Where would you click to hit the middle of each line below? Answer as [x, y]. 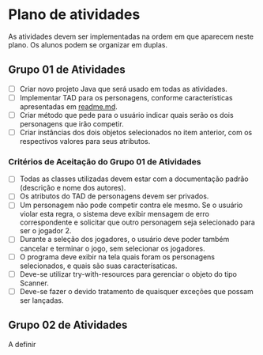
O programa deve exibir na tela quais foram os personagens [117, 257]
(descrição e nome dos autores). [73, 188]
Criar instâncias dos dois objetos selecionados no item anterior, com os [136, 132]
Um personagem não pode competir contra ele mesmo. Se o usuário [131, 205]
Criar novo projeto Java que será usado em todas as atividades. [123, 89]
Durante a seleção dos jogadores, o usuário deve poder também [124, 240]
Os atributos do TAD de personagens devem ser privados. [114, 196]
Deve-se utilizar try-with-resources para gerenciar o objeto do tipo [128, 274]
